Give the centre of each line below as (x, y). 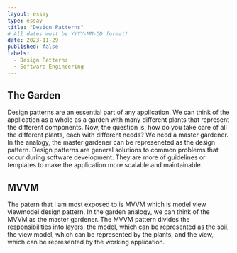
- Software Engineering (49, 67)
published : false (33, 47)
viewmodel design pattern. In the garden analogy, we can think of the (109, 212)
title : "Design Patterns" (45, 27)
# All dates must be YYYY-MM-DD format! (68, 34)
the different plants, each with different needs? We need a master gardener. (118, 135)
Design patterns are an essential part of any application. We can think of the (118, 112)
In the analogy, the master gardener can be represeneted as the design (111, 142)
